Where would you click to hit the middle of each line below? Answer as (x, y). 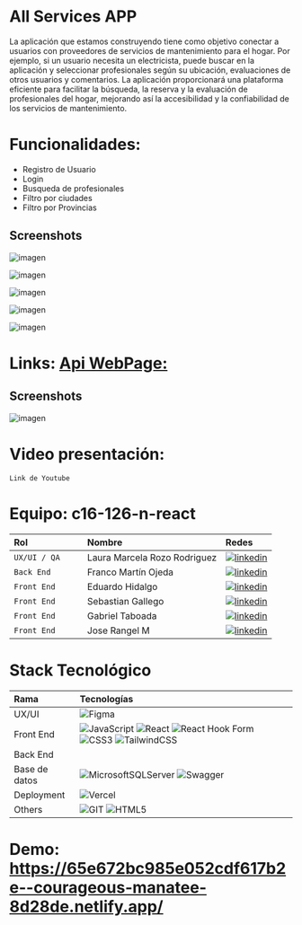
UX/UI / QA (37, 557)
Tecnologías (107, 699)
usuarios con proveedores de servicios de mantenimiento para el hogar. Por (150, 50)
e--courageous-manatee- (108, 887)
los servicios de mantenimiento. (68, 108)
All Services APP (73, 17)
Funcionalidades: (75, 145)
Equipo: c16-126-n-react (102, 513)
